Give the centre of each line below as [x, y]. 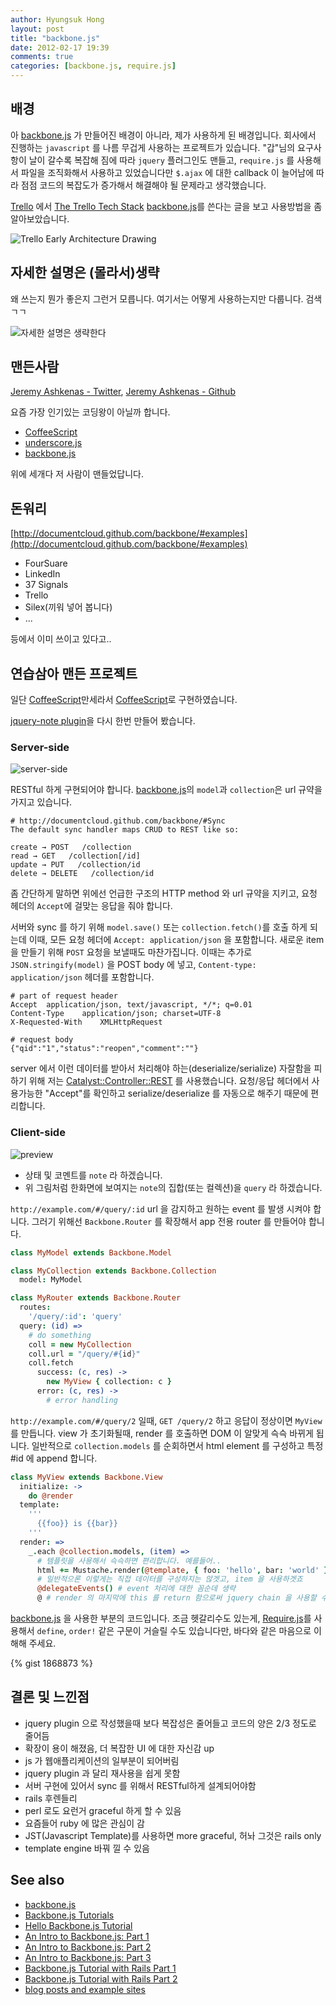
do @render [51, 1496]
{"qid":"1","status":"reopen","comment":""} [104, 1049]
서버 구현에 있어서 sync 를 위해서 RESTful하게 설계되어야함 [140, 1785]
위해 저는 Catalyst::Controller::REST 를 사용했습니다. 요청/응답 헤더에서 [169, 1081]
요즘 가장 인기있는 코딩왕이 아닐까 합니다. [90, 412]
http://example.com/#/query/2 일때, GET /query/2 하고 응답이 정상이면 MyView [166, 1420]
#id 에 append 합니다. [54, 1458]
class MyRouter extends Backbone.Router [96, 1298]
